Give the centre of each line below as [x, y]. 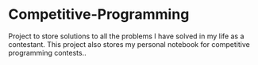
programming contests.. [47, 52]
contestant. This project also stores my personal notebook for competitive [129, 44]
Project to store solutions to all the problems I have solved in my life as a [126, 36]
